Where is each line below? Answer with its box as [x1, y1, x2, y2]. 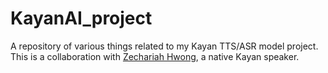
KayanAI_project [10, 7, 153, 30]
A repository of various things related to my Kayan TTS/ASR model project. [10, 40, 319, 52]
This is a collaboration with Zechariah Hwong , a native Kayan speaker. [10, 50, 300, 62]
